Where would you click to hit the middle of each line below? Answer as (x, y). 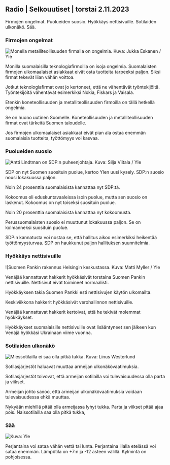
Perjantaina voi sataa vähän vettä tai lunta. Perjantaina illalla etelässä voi (81, 446)
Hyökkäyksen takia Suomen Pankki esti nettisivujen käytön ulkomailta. (78, 292)
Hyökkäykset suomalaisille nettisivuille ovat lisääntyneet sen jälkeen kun (81, 327)
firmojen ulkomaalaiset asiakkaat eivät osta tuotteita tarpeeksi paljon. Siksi (83, 72)
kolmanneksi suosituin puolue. (37, 228)
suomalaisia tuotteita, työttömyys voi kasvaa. (52, 138)
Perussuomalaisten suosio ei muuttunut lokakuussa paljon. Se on (73, 222)
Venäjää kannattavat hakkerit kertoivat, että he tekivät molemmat (73, 312)
